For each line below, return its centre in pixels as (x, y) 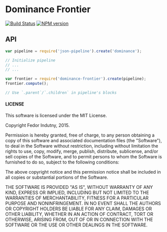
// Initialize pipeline (30, 60)
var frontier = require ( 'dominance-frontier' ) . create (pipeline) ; (76, 79)
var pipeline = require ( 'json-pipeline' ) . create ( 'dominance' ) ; (74, 51)
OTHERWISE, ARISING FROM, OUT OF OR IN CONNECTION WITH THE (79, 220)
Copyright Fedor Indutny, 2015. (38, 125)
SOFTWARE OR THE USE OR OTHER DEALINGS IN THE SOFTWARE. (76, 225)
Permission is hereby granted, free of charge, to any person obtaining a (80, 135)
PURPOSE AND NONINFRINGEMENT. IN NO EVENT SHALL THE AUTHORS (83, 204)
